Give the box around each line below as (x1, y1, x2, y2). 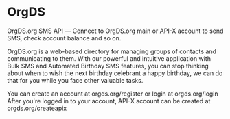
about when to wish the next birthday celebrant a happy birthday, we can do (7, 69, 223, 77)
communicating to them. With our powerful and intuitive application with (7, 54, 211, 62)
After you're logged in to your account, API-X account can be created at (7, 96, 211, 105)
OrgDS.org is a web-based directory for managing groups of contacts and (7, 47, 216, 55)
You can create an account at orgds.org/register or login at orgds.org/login (7, 90, 218, 98)
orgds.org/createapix (7, 104, 67, 112)
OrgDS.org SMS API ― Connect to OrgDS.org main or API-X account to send (7, 27, 224, 35)
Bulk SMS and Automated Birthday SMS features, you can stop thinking (7, 62, 209, 70)
